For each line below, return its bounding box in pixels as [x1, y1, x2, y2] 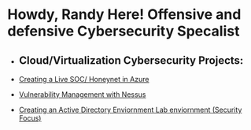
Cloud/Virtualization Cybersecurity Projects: [18, 54, 244, 67]
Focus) [18, 113, 42, 123]
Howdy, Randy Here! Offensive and [7, 6, 242, 24]
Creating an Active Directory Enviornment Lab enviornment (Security [18, 105, 242, 114]
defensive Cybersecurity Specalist [7, 22, 240, 40]
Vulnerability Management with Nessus [18, 90, 146, 99]
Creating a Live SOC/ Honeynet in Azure [18, 75, 149, 84]
